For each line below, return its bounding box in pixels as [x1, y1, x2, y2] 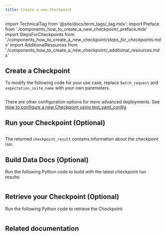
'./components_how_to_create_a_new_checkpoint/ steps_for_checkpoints [5, 37, 154, 43]
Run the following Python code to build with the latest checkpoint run [5, 169, 146, 175]
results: [5, 174, 21, 180]
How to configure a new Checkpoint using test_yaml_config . [5, 104, 128, 110]
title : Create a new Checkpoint [5, 7, 72, 12]
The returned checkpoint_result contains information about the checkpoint [5, 136, 159, 142]
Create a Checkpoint [5, 67, 70, 75]
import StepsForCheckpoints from [5, 31, 75, 37]
